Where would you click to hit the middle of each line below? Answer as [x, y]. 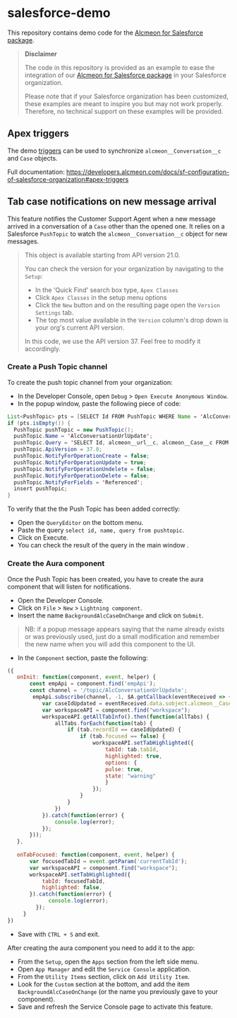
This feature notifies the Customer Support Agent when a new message [112, 219]
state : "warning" [130, 776]
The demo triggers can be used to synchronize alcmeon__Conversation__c [114, 151]
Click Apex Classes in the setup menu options [101, 297]
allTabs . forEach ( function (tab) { [104, 723]
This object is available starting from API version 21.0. [102, 255]
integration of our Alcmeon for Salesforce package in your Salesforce [126, 75]
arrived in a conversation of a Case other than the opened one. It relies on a [116, 226]
